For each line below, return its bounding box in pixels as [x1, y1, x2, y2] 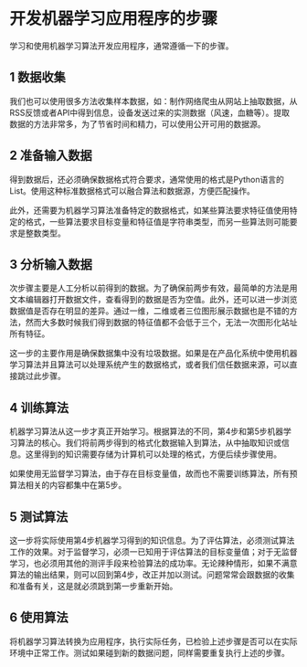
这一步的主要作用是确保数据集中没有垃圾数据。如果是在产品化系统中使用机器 [9, 348, 298, 359]
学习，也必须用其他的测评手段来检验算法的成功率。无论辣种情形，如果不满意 [9, 558, 298, 568]
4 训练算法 [9, 399, 69, 416]
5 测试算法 [9, 509, 69, 524]
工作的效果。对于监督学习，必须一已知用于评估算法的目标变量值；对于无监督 [9, 546, 298, 557]
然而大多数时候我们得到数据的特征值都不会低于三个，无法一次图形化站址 [25, 317, 298, 328]
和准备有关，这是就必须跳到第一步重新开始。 [9, 581, 178, 591]
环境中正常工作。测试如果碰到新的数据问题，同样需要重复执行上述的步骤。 [9, 647, 290, 658]
